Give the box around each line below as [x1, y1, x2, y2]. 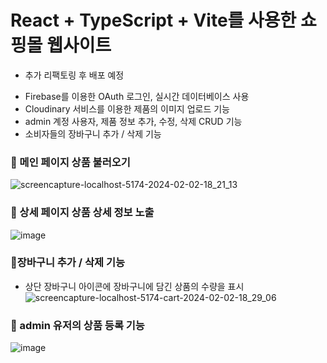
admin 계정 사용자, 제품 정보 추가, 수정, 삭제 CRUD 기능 [24, 115, 243, 127]
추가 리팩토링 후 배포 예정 [24, 69, 125, 81]
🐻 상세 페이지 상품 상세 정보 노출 [10, 206, 155, 220]
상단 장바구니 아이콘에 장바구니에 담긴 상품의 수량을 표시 [24, 280, 245, 292]
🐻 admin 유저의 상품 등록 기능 [10, 318, 145, 332]
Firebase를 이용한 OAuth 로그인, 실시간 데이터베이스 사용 [24, 90, 250, 102]
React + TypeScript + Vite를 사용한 [10, 9, 297, 32]
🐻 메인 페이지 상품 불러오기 [10, 155, 131, 169]
